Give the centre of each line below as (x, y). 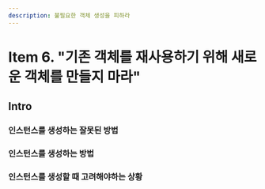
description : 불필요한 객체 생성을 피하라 (69, 15)
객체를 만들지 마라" (82, 77)
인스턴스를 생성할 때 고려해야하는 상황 (76, 176)
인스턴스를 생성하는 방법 (51, 153)
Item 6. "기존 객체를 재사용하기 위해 (118, 57)
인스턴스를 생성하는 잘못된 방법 (63, 130)
